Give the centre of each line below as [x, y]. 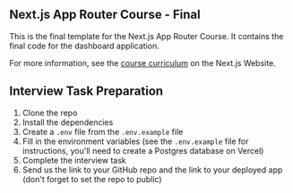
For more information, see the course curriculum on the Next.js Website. [142, 63]
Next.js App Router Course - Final [105, 15]
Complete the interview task [74, 160]
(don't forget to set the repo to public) [92, 179]
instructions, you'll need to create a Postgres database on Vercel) [143, 150]
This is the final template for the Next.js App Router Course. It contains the [146, 36]
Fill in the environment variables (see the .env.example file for [135, 141]
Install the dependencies [68, 122]
